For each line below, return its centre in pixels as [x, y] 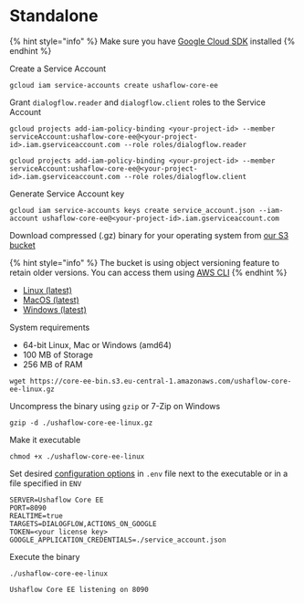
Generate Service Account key [67, 194]
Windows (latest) [54, 309]
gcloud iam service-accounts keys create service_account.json [132, 210]
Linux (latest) [47, 290]
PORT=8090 [28, 508]
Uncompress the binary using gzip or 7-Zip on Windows [115, 406]
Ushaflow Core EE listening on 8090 [79, 589]
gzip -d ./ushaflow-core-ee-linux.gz [81, 423]
